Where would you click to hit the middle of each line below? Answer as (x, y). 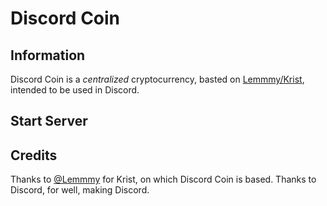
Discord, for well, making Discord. (80, 190)
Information (48, 55)
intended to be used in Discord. (75, 90)
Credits (34, 155)
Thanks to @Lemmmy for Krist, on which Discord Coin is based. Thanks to (163, 179)
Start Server (49, 121)
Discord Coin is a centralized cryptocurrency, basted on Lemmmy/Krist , (157, 79)
